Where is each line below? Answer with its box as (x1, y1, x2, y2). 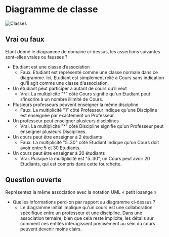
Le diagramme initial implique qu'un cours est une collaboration (20, 204, 153, 210)
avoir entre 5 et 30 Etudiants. (20, 145, 81, 151)
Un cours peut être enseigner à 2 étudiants (12, 133, 102, 140)
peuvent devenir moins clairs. (20, 226, 82, 232)
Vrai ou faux (5, 35, 45, 44)
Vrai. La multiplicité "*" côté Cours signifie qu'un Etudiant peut (20, 90, 150, 97)
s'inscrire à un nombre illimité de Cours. (20, 96, 104, 102)
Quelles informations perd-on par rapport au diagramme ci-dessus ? (12, 199, 155, 205)
